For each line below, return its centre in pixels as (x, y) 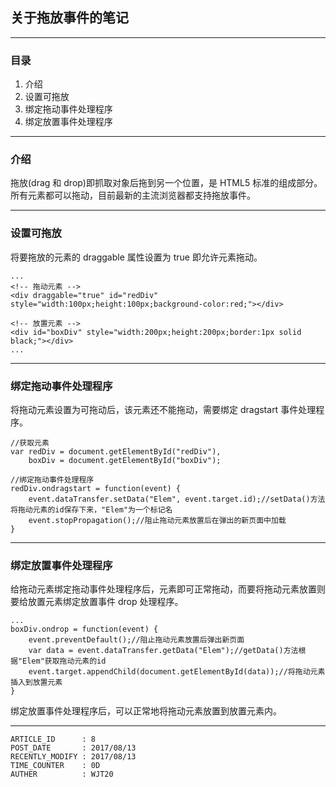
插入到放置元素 (36, 683)
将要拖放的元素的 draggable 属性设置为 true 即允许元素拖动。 (136, 257)
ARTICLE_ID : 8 (53, 739)
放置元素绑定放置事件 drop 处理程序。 (105, 602)
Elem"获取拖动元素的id (64, 661)
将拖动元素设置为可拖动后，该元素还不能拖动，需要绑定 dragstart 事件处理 (163, 409)
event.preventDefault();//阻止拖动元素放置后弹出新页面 (136, 640)
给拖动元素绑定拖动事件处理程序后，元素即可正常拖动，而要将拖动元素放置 (163, 589)
